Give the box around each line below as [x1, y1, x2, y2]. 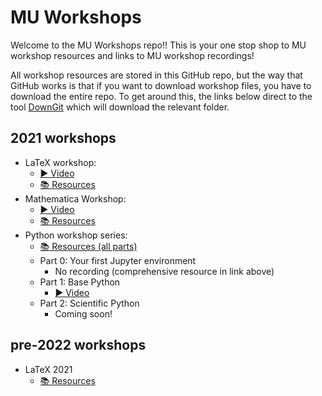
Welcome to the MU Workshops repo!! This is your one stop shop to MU [10, 39, 307, 51]
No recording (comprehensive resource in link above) [54, 265, 275, 277]
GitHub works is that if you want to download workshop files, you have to [10, 79, 312, 91]
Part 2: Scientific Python [39, 297, 140, 309]
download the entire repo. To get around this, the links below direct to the [10, 90, 313, 102]
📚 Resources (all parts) [39, 240, 138, 252]
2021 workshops [10, 130, 117, 147]
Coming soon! [54, 307, 113, 320]
